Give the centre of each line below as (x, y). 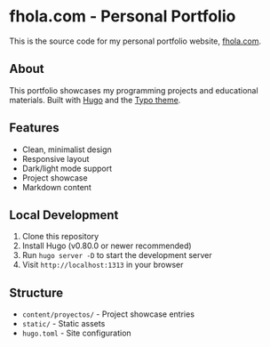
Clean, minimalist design (67, 149)
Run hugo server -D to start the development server (117, 255)
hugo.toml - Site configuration (76, 333)
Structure (36, 292)
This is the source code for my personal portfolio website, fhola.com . (135, 41)
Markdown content (56, 187)
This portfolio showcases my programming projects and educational (134, 90)
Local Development (64, 215)
